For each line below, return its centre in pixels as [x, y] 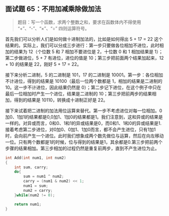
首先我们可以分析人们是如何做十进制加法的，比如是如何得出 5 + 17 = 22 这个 [84, 39]
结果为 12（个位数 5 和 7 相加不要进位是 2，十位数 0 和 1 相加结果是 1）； [89, 51]
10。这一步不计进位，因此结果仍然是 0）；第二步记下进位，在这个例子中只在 [83, 87]
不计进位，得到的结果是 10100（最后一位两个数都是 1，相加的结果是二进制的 [84, 81]
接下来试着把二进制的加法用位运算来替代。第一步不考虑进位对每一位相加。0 [84, 111]
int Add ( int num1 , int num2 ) [36, 158]
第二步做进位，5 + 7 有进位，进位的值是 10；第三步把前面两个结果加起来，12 [84, 58]
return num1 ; [28, 204]
